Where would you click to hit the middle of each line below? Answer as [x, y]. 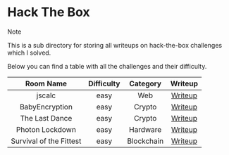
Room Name [46, 83]
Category [146, 83]
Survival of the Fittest [46, 141]
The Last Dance [46, 118]
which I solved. [29, 53]
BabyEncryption [46, 107]
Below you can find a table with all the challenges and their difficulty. [107, 66]
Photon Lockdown [46, 129]
